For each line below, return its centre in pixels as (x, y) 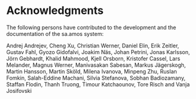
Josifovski (19, 90)
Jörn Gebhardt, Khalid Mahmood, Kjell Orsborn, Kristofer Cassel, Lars (93, 58)
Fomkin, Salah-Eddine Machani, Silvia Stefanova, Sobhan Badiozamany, (96, 78)
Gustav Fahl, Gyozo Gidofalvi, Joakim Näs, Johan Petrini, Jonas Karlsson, (98, 52)
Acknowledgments (55, 11)
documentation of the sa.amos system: (55, 33)
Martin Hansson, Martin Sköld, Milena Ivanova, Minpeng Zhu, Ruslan (92, 71)
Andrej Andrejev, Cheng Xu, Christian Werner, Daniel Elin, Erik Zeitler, (93, 46)
